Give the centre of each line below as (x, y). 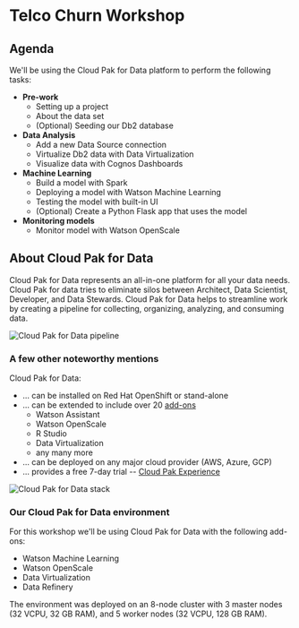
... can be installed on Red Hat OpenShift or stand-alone (125, 396)
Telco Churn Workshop (97, 16)
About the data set (70, 116)
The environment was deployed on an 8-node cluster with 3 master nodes (146, 605)
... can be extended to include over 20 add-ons (109, 405)
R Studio (51, 434)
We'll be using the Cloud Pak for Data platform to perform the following (140, 70)
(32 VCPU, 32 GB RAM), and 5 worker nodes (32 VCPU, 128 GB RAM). (138, 614)
